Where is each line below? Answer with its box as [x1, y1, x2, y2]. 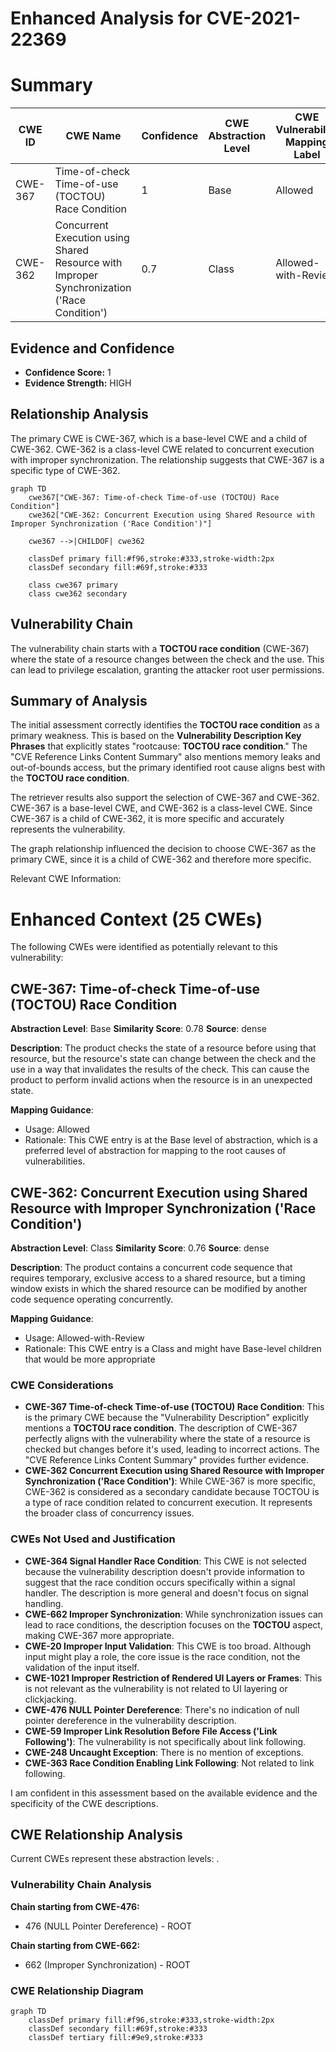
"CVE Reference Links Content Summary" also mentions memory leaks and [10, 751, 321, 763]
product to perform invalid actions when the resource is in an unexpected [10, 1074, 313, 1086]
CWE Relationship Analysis [10, 1826, 183, 1843]
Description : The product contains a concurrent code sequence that [10, 1261, 293, 1273]
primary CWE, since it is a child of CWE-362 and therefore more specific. [10, 853, 312, 866]
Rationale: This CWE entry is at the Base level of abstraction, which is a [24, 1134, 318, 1146]
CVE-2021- [206, 7, 302, 30]
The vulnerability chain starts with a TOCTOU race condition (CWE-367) [10, 642, 310, 654]
